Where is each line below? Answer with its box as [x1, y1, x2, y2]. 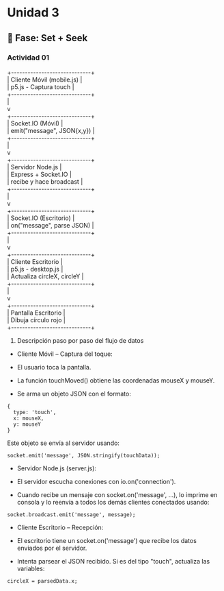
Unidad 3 [7, 5, 59, 21]
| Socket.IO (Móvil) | [7, 119, 64, 128]
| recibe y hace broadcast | [7, 177, 83, 186]
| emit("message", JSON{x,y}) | [7, 126, 95, 134]
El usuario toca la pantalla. [16, 363, 92, 371]
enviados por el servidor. [16, 544, 87, 552]
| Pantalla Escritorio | [7, 309, 66, 317]
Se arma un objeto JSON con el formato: [16, 389, 131, 398]
